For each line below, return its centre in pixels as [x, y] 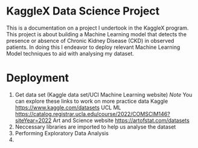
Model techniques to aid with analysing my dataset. [70, 53]
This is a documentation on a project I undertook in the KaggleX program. [97, 28]
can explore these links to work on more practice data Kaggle [91, 101]
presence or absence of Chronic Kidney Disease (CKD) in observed [90, 40]
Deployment [38, 78]
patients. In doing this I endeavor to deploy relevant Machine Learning [93, 47]
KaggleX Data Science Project [83, 11]
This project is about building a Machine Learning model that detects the [97, 34]
